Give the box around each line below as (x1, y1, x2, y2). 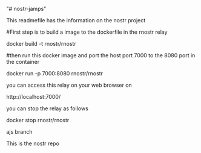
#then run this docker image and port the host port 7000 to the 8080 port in (6, 52, 196, 59)
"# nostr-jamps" (6, 5, 47, 12)
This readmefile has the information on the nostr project (6, 17, 146, 23)
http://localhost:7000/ (6, 93, 61, 100)
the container (6, 58, 40, 65)
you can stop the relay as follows (6, 105, 89, 112)
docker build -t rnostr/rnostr (6, 40, 77, 47)
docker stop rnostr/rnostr (6, 117, 70, 123)
